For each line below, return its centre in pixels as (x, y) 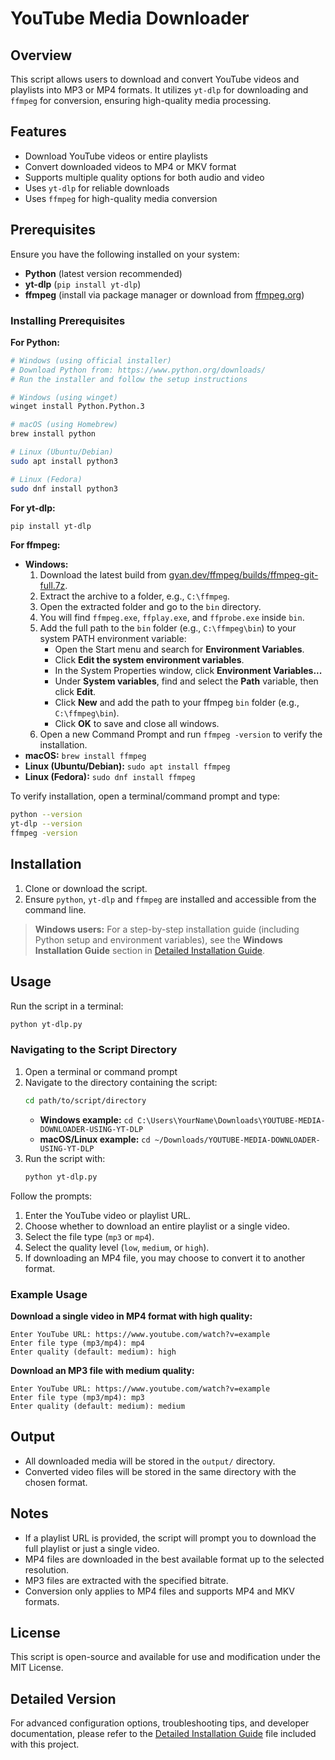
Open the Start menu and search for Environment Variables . (179, 649)
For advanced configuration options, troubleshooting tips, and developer (160, 1723)
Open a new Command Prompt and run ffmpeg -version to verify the (181, 734)
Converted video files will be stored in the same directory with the (160, 1471)
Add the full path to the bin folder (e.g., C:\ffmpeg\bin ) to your (168, 628)
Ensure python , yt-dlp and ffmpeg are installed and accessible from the (170, 899)
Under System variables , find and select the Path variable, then (186, 681)
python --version (46, 815)
